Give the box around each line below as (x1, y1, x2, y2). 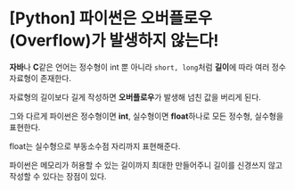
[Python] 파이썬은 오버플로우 (9, 8, 213, 29)
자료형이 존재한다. (9, 72, 72, 83)
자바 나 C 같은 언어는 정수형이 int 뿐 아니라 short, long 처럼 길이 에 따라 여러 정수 (9, 62, 287, 72)
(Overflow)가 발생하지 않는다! (9, 30, 219, 51)
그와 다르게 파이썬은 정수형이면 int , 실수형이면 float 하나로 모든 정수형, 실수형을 (9, 111, 283, 121)
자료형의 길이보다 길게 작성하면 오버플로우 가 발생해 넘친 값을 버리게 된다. (9, 91, 261, 103)
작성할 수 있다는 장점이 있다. (9, 170, 107, 181)
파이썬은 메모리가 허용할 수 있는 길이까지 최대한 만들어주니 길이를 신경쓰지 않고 (9, 160, 283, 170)
